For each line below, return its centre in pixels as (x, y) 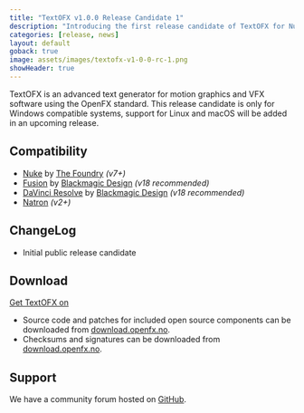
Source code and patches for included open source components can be (157, 320)
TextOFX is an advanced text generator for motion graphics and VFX (137, 94)
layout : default (40, 43)
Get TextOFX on (39, 303)
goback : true (34, 52)
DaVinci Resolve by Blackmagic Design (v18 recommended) (133, 192)
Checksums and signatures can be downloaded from (121, 340)
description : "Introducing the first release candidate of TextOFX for (147, 26)
